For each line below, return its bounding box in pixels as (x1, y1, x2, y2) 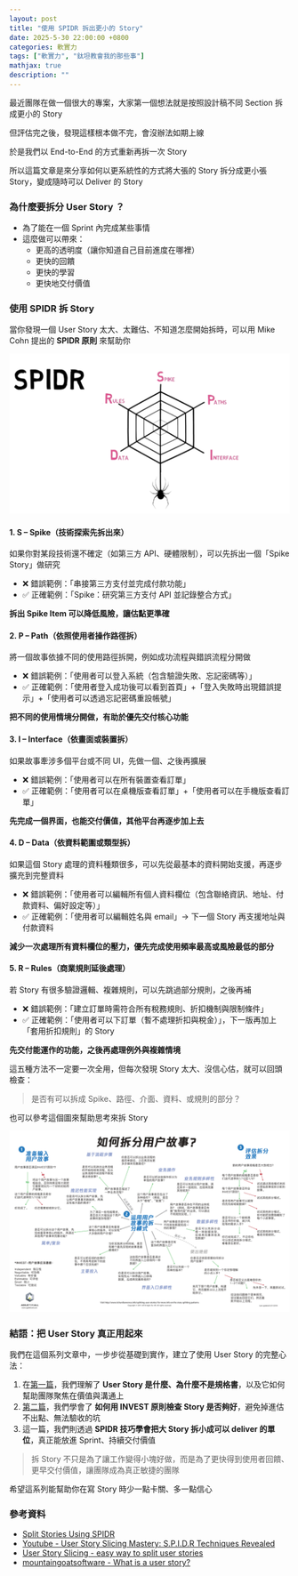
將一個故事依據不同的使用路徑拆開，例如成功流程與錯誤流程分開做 (9, 652, 251, 663)
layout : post (9, 14, 58, 23)
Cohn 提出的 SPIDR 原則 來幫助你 (9, 335, 131, 346)
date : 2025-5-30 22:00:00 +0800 (9, 33, 129, 42)
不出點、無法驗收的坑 (21, 1412, 101, 1423)
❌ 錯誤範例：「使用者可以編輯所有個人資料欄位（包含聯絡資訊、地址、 (21, 889, 277, 899)
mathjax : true (9, 61, 62, 70)
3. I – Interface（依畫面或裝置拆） (9, 734, 133, 744)
